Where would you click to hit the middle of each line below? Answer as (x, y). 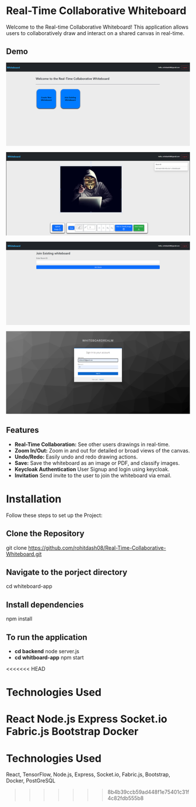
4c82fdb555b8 (126, 798)
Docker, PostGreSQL (31, 781)
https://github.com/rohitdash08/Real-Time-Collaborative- (97, 547)
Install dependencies (45, 604)
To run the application (47, 637)
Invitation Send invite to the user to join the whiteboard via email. (93, 475)
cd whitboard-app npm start (49, 658)
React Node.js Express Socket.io (87, 719)
